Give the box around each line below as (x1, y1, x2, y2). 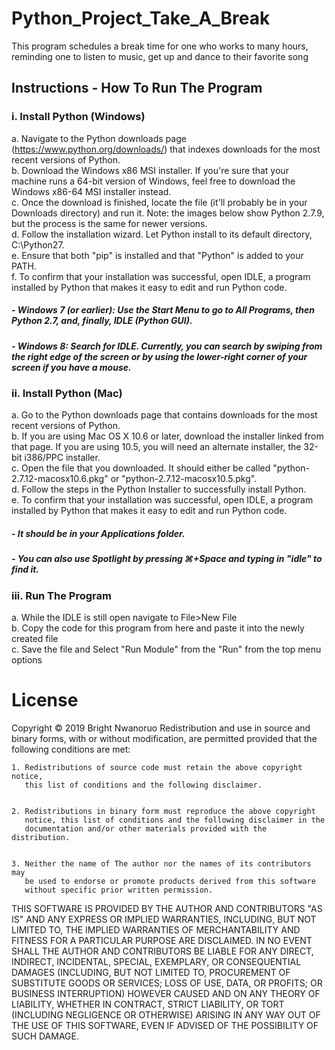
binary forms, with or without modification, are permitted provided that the (11, 733, 318, 744)
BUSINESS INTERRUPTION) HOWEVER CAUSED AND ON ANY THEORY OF (11, 988, 321, 999)
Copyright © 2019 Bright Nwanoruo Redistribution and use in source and (11, 722, 311, 734)
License (11, 689, 79, 712)
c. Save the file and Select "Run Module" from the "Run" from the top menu (11, 643, 322, 656)
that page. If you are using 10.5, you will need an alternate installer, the (11, 441, 302, 453)
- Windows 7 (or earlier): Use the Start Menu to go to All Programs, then (11, 304, 315, 316)
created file (11, 633, 59, 645)
